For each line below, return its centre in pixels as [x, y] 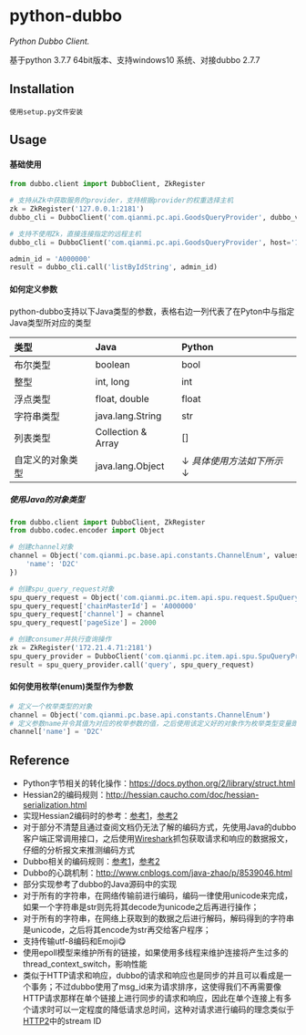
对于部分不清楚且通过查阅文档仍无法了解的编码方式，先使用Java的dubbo [159, 827]
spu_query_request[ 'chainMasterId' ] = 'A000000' [103, 606]
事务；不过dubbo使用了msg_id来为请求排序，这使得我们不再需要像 [156, 987]
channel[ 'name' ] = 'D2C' [56, 732]
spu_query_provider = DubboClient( [77, 656]
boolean [112, 364]
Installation [42, 89]
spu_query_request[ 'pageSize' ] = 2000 [83, 623]
